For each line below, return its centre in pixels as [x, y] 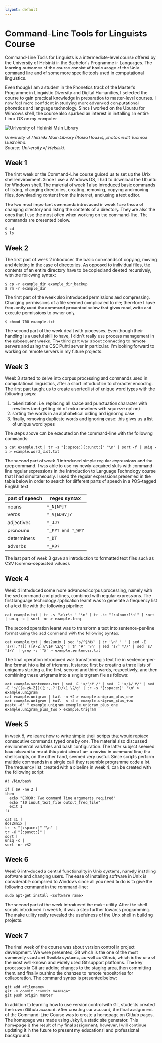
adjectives [19, 522]
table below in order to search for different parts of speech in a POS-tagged [81, 481]
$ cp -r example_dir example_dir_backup [46, 284]
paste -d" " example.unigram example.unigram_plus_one [61, 705]
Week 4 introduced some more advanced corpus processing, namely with [79, 590]
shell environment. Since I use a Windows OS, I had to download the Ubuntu [81, 180]
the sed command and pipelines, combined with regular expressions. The [78, 595]
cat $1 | [14, 819]
